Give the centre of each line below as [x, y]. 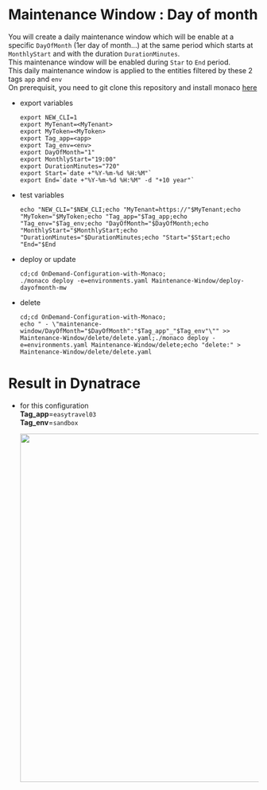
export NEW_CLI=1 [48, 117]
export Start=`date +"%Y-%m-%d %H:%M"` [86, 173]
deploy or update [48, 259]
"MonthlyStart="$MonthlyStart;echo [79, 230]
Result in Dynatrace [74, 383]
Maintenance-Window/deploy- [198, 280]
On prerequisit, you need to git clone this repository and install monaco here [133, 87]
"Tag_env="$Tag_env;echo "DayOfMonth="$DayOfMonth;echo [114, 223]
